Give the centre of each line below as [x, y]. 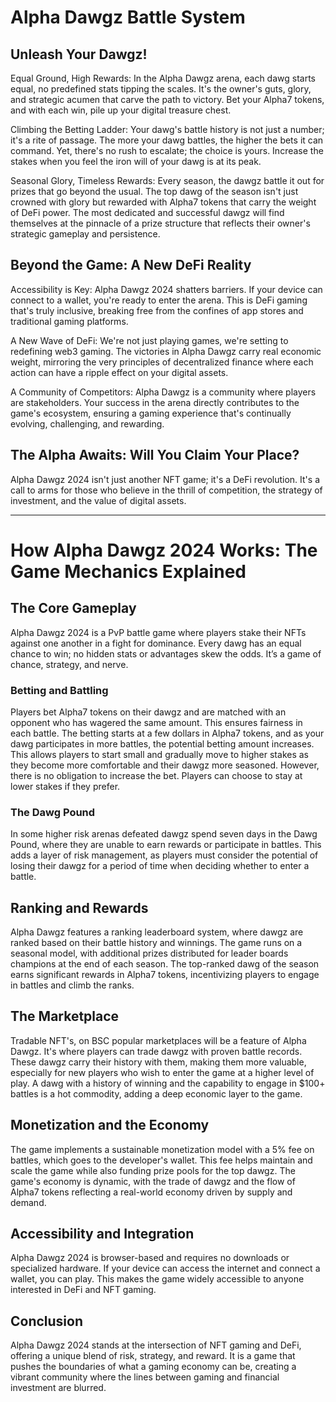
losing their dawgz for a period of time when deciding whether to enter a [160, 866]
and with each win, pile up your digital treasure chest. [121, 110]
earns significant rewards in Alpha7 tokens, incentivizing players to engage [165, 975]
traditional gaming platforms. [69, 321]
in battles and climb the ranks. [72, 985]
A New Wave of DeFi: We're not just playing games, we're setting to [149, 340]
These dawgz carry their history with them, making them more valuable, [158, 1062]
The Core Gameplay [73, 608]
